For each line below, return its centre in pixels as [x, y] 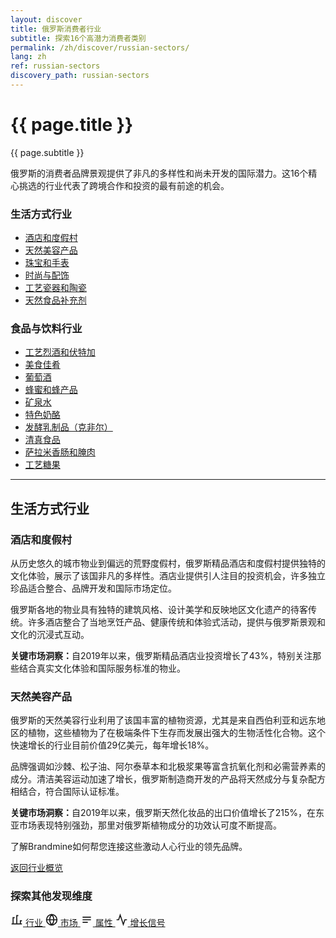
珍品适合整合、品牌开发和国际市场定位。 [93, 588]
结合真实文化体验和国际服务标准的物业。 [102, 668]
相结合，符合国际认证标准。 [67, 792]
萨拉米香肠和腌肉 [60, 452]
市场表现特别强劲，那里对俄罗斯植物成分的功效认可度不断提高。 [150, 825]
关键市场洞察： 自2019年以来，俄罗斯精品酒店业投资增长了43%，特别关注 [161, 656]
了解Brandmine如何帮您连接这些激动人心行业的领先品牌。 [129, 847]
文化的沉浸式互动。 [50, 635]
